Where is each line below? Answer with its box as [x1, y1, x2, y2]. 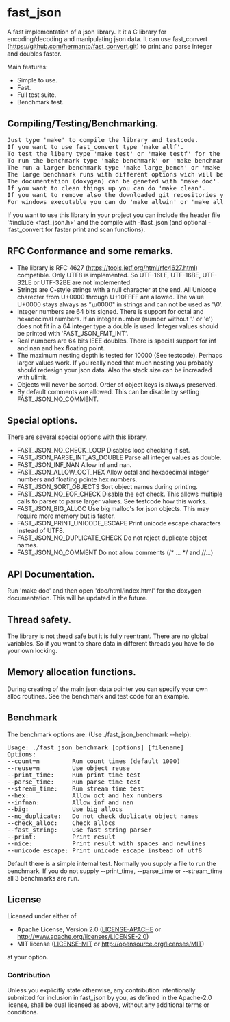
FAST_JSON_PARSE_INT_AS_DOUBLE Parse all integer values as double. [16, 453, 222, 462]
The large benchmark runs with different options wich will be [7, 170, 224, 178]
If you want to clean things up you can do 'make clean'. [7, 184, 206, 192]
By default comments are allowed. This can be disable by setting [16, 387, 200, 396]
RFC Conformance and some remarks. [7, 245, 174, 257]
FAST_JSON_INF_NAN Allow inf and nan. [16, 461, 132, 469]
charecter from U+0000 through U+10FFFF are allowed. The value [16, 293, 204, 301]
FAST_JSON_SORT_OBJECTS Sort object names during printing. [16, 483, 199, 491]
